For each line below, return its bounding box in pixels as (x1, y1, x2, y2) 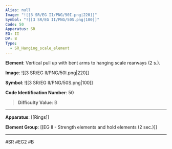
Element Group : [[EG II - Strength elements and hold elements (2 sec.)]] (5, 124, 158, 130)
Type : (5, 41, 17, 46)
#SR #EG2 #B (5, 139, 34, 145)
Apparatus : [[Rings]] (5, 114, 50, 120)
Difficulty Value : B (17, 99, 58, 105)
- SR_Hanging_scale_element (10, 46, 70, 51)
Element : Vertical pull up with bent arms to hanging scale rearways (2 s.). (5, 59, 160, 66)
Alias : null (5, 7, 31, 13)
